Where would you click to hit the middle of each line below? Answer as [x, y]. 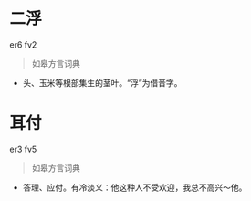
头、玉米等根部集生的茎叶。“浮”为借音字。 [102, 82]
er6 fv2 [23, 44]
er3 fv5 [23, 149]
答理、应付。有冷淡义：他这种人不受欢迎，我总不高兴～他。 [135, 187]
